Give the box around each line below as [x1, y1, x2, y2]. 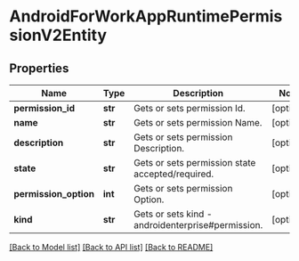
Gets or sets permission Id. [133, 102, 246, 114]
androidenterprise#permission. [133, 219, 263, 231]
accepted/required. [133, 167, 214, 180]
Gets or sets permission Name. [133, 117, 263, 128]
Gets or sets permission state [133, 157, 256, 168]
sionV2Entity [9, 25, 107, 45]
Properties [9, 61, 69, 76]
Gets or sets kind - [133, 208, 213, 220]
